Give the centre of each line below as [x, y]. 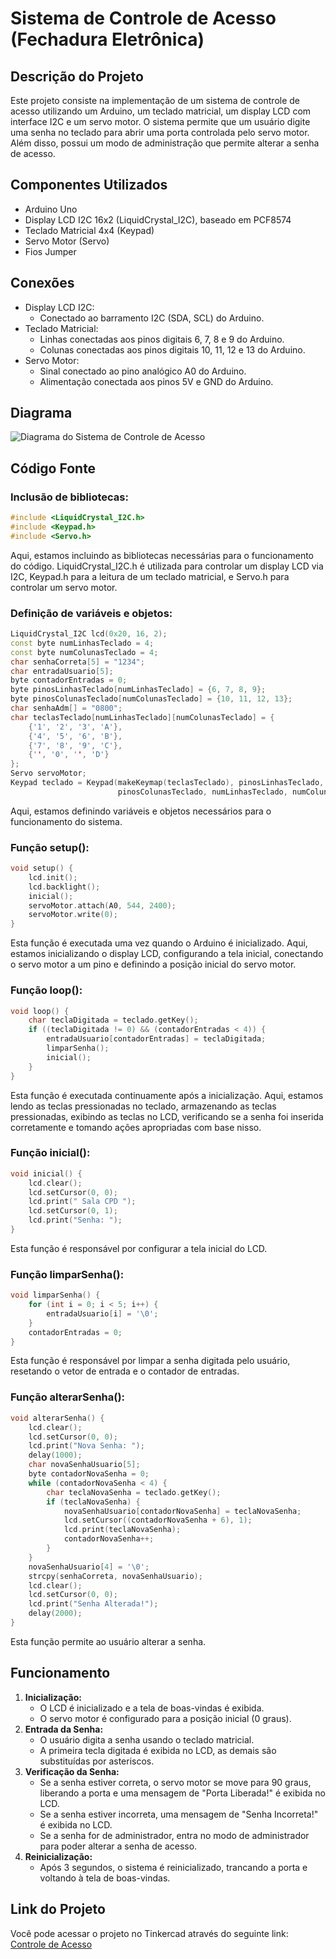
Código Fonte [53, 468]
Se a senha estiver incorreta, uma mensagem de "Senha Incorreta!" [179, 1814]
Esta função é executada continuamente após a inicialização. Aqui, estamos [167, 1095]
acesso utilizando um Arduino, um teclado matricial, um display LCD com [161, 111]
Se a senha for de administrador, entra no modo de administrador [174, 1835]
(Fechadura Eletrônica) [107, 39]
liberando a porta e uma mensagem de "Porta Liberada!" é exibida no [182, 1793]
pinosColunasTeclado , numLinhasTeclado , [202, 792]
